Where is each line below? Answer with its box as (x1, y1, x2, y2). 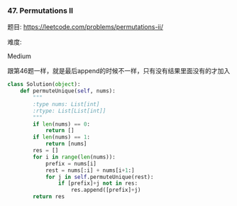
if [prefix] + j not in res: (57, 180, 138, 187)
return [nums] (45, 141, 87, 148)
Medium (7, 52, 32, 60)
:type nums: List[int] (33, 100, 100, 108)
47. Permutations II (7, 6, 73, 16)
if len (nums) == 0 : (33, 120, 91, 128)
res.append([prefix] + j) (70, 187, 141, 194)
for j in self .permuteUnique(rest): (45, 173, 154, 180)
